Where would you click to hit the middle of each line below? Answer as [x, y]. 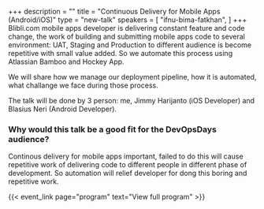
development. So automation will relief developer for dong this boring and [128, 174]
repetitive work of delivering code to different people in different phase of [128, 165]
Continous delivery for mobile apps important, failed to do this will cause [126, 156]
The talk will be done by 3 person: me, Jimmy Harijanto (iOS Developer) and [131, 101]
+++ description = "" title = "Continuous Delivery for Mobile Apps [114, 11]
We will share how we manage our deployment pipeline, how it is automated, [132, 77]
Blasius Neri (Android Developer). [62, 109]
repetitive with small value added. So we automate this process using [121, 53]
